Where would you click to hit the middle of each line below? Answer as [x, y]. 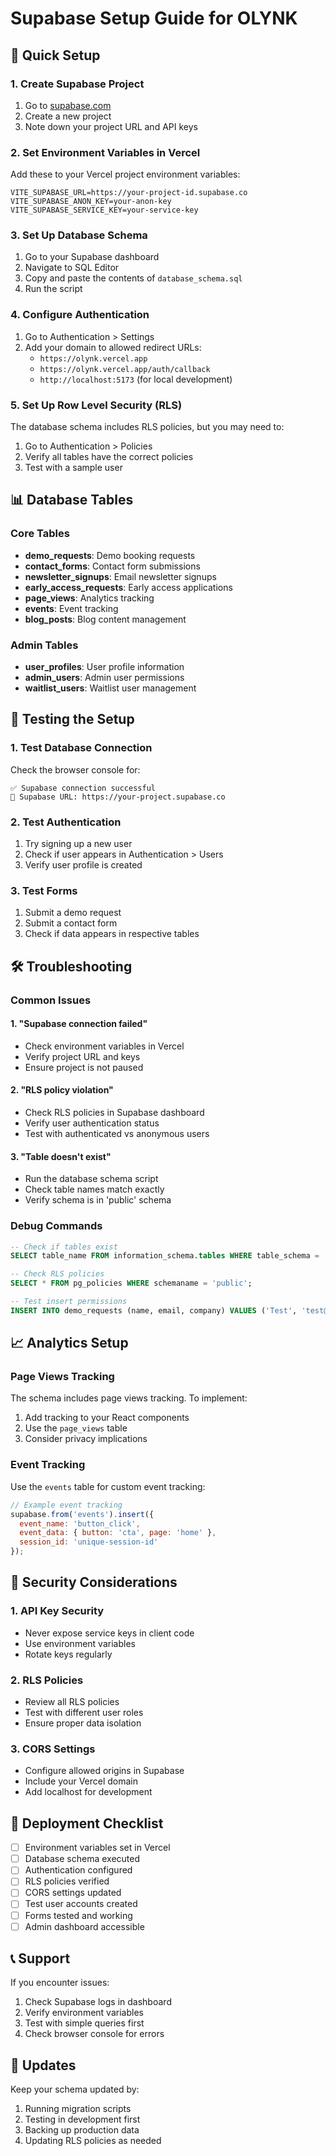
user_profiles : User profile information [104, 667]
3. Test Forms [44, 890]
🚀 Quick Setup [55, 55]
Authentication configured [78, 1870]
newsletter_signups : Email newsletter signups [120, 576]
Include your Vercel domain [81, 1781]
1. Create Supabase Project [77, 84]
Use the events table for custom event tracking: [108, 1486]
